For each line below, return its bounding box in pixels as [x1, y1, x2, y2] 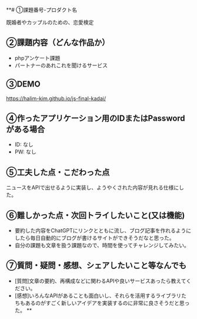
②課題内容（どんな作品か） [6, 38, 110, 48]
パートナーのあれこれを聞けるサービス [14, 62, 108, 69]
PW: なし [14, 148, 36, 155]
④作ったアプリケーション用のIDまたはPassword [6, 114, 185, 124]
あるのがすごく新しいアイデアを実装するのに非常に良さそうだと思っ [25, 299, 190, 306]
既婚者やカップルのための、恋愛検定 [6, 19, 94, 26]
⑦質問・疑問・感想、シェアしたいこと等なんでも [6, 261, 187, 271]
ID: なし [14, 141, 34, 148]
